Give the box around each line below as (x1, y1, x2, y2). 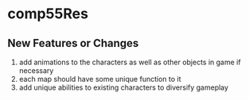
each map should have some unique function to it (18, 75, 181, 83)
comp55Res (7, 5, 89, 23)
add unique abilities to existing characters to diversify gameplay (18, 83, 228, 92)
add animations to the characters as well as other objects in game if (18, 57, 241, 67)
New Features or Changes (7, 37, 139, 50)
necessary (18, 66, 54, 75)
